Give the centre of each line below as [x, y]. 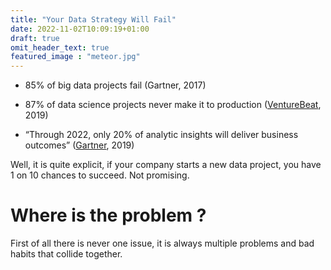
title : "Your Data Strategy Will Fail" [93, 19]
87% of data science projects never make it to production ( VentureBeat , [173, 105]
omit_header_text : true [60, 47]
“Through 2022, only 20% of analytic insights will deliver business [161, 135]
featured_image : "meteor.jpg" [75, 57]
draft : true [35, 38]
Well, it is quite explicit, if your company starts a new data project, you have [166, 165]
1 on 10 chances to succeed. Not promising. [100, 175]
